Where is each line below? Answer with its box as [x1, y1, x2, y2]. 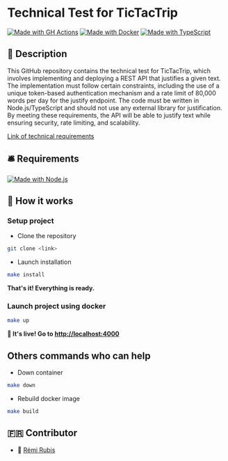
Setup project [7, 216, 54, 226]
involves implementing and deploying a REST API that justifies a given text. [7, 74, 221, 82]
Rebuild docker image [17, 394, 80, 403]
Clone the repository [17, 232, 76, 240]
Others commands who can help [7, 350, 151, 361]
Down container [17, 368, 63, 377]
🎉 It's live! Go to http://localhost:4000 [7, 329, 120, 338]
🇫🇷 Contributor [7, 427, 78, 439]
